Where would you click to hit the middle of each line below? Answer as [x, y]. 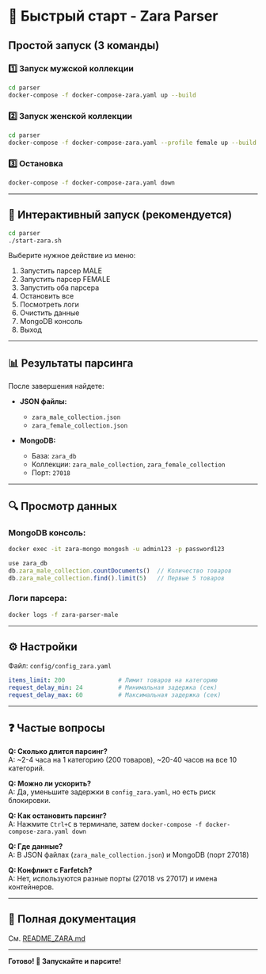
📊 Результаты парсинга [71, 363]
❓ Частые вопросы [57, 728]
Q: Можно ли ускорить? [50, 783]
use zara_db [28, 563]
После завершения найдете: [56, 386]
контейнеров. [31, 887]
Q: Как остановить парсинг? [57, 816]
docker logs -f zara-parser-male [63, 614]
